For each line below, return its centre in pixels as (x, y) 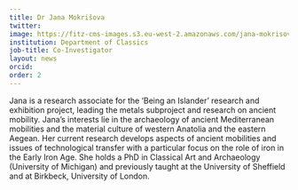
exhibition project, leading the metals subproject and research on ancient (143, 110)
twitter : (25, 26)
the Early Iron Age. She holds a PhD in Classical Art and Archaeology (135, 157)
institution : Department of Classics (79, 42)
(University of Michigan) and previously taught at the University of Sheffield (147, 166)
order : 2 (25, 75)
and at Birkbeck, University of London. (80, 176)
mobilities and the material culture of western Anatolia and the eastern (137, 129)
